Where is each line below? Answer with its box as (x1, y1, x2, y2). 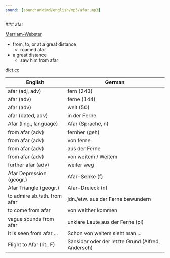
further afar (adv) (8, 161, 50, 168)
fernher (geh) (67, 128, 100, 136)
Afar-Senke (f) (67, 173, 103, 180)
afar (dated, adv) (8, 112, 48, 119)
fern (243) (67, 87, 93, 94)
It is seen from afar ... (8, 230, 58, 237)
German (105, 79, 125, 86)
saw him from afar (20, 57, 58, 63)
